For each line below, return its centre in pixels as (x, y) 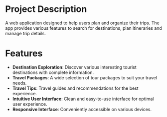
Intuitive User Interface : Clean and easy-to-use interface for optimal (83, 99)
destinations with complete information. (53, 72)
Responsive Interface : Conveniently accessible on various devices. (82, 109)
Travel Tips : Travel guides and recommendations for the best (75, 88)
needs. (19, 83)
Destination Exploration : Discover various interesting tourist (74, 67)
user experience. (30, 104)
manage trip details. (26, 33)
